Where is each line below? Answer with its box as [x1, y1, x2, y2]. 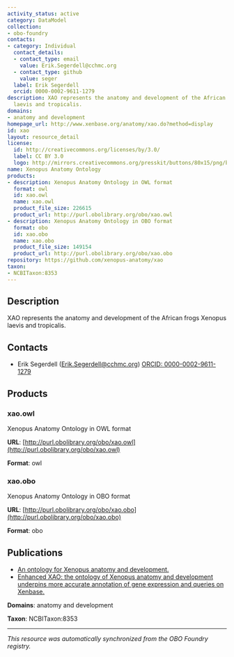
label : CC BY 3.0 [13, 153, 64, 160]
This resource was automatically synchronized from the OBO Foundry [7, 635, 209, 643]
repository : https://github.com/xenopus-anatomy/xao [7, 257, 164, 264]
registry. [7, 642, 31, 651]
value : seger [19, 75, 58, 82]
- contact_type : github [13, 68, 82, 75]
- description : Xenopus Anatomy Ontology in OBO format [7, 218, 173, 225]
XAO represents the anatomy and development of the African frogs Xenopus [7, 314, 227, 322]
